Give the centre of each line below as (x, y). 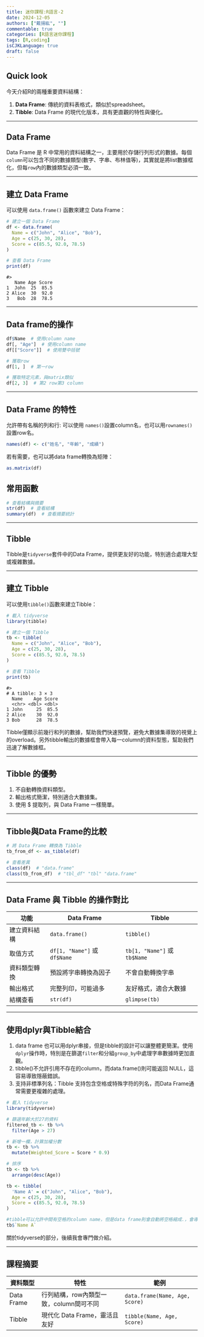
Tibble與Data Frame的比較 (57, 832)
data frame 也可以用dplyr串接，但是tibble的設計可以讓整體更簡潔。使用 (104, 1046)
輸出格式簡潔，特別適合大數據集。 (58, 797)
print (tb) (19, 677)
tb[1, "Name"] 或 (150, 951)
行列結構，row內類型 (71, 1294)
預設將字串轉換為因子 (80, 973)
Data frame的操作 (40, 325)
